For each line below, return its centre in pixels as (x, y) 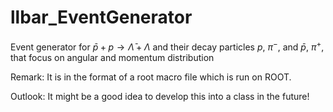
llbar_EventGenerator (101, 17)
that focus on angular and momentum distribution (112, 57)
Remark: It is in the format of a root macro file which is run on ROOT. (151, 77)
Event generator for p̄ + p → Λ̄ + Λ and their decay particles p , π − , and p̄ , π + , (167, 46)
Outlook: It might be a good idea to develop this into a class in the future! (160, 96)
